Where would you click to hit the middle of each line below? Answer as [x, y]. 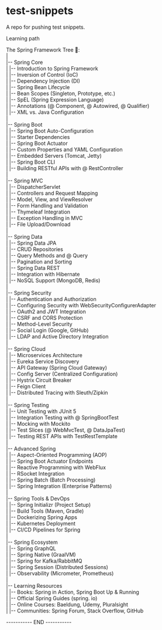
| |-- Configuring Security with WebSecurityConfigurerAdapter [81, 305]
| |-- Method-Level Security [39, 324]
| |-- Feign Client [26, 386]
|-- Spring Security [29, 293]
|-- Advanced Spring [31, 448]
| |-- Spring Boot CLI [31, 162]
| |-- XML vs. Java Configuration [45, 112]
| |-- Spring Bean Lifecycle [38, 87]
